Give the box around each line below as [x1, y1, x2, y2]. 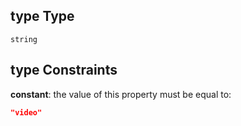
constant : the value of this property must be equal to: [10, 88, 232, 100]
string [10, 34, 38, 44]
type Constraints [10, 62, 118, 79]
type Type [10, 8, 75, 25]
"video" [10, 107, 43, 118]
